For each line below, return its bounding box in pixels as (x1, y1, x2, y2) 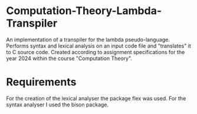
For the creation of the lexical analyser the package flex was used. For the (6, 95, 186, 102)
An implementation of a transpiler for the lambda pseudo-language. (6, 36, 170, 43)
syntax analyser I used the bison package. (6, 101, 109, 108)
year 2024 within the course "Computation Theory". (6, 55, 133, 62)
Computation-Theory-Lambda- (6, 4, 162, 18)
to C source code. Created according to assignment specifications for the (6, 48, 185, 55)
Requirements (6, 75, 77, 89)
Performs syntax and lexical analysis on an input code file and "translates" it (6, 42, 192, 49)
